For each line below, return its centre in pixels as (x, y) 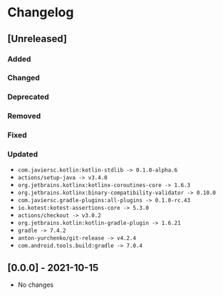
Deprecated (28, 97)
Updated (22, 154)
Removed (24, 116)
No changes (36, 285)
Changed (24, 78)
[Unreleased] (37, 39)
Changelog (41, 12)
